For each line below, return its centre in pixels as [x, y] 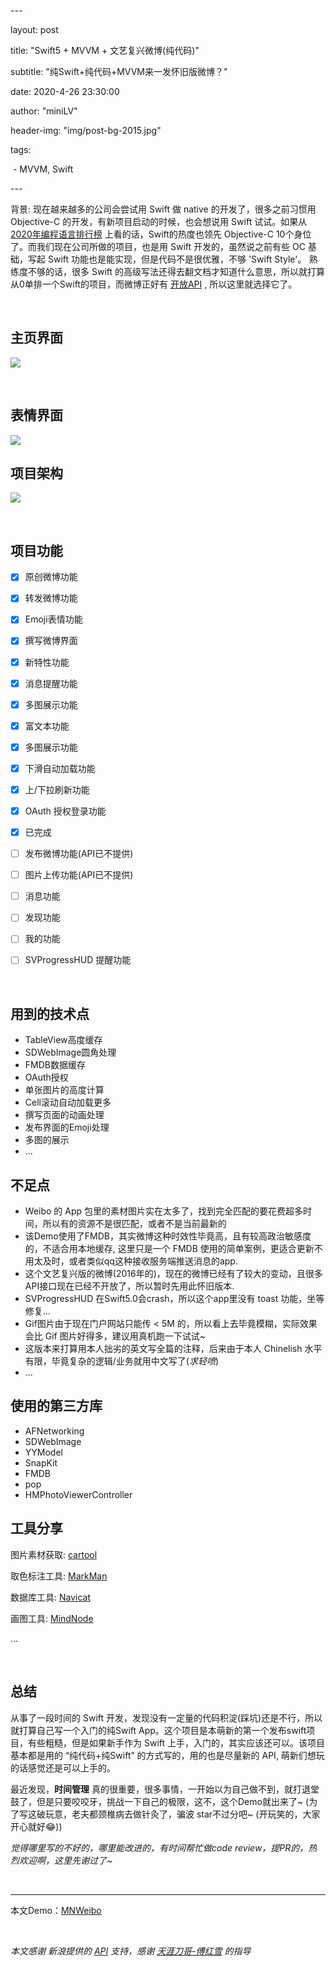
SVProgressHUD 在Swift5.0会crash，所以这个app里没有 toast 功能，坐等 [174, 1299]
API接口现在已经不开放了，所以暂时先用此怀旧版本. [129, 1286]
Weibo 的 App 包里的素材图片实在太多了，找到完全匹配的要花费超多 [164, 1211]
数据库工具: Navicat [51, 1597]
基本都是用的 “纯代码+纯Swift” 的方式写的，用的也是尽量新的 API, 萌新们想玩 [167, 1755]
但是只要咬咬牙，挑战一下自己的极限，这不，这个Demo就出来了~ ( [173, 1801]
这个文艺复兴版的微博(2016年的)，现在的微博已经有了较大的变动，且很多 [173, 1274]
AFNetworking [54, 1431]
